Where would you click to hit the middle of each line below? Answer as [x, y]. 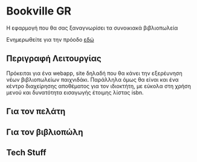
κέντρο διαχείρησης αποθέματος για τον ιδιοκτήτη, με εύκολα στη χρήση [99, 86]
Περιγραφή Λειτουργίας [54, 59]
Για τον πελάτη [36, 112]
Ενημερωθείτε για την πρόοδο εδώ [50, 39]
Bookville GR [39, 11]
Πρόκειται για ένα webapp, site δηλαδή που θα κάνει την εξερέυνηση [94, 73]
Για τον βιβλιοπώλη [45, 132]
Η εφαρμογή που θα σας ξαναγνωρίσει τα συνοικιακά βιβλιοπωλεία [92, 28]
